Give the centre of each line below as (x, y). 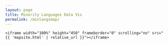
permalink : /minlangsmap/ (32, 19)
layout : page (19, 10)
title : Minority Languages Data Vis (44, 15)
